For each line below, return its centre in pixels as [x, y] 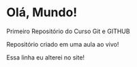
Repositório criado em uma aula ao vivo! [63, 44]
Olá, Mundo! [42, 13]
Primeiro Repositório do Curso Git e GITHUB [68, 31]
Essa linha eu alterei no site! [46, 57]
